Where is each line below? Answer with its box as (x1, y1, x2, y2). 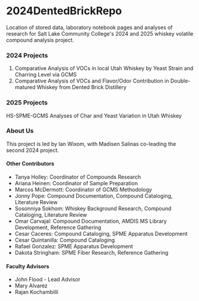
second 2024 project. (6, 147, 59, 154)
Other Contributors (6, 160, 55, 167)
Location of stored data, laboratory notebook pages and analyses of (6, 24, 173, 31)
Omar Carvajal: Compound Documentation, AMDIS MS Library (14, 218, 168, 225)
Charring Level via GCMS (14, 71, 77, 78)
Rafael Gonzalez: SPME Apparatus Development (14, 243, 134, 250)
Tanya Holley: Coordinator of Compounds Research (14, 173, 141, 180)
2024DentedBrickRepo (6, 4, 122, 18)
